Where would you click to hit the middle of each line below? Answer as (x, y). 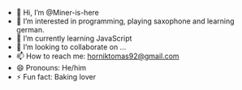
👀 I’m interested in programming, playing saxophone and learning (125, 21)
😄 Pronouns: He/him (51, 68)
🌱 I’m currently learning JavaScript (74, 38)
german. (30, 30)
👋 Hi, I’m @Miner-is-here (58, 13)
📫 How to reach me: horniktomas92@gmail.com (98, 56)
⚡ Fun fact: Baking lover (56, 77)
